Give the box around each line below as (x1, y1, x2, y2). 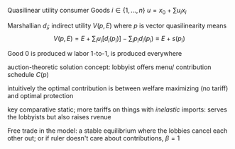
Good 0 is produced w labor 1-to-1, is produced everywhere (7, 49, 182, 58)
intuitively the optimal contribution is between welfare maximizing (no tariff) (7, 84, 229, 93)
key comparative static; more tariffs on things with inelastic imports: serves (7, 105, 227, 114)
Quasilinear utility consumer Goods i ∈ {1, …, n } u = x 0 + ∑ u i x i (7, 6, 187, 16)
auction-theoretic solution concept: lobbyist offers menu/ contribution (7, 63, 212, 71)
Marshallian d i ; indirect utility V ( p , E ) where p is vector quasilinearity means (7, 21, 227, 31)
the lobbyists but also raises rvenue (7, 113, 111, 121)
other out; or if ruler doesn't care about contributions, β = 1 (7, 134, 180, 143)
